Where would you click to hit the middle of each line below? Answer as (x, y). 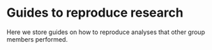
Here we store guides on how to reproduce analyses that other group (106, 32)
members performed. (37, 39)
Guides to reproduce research (95, 13)
